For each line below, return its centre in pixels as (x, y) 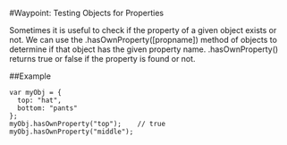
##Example (30, 76)
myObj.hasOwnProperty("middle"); (72, 132)
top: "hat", (40, 100)
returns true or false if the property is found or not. (102, 59)
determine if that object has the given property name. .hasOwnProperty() (144, 49)
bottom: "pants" (47, 108)
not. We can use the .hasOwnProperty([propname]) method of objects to (143, 40)
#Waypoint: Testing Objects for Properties (87, 13)
